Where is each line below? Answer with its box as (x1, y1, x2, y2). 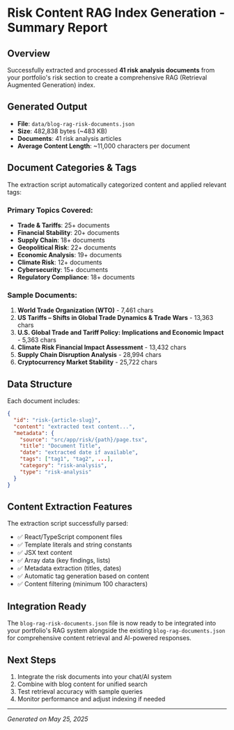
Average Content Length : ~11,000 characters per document (17, 142, 190, 150)
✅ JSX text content (17, 549, 72, 557)
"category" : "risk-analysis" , (19, 462, 108, 469)
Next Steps (7, 654, 56, 666)
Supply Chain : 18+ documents (17, 236, 106, 244)
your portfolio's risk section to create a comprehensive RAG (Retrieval (7, 73, 208, 82)
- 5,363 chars (17, 336, 57, 344)
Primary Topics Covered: (7, 205, 93, 215)
